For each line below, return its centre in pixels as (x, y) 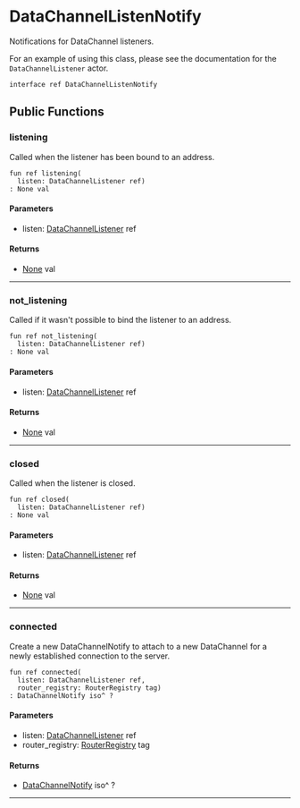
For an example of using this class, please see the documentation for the (143, 58)
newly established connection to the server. (90, 656)
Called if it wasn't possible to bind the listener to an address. (121, 320)
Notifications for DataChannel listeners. (82, 41)
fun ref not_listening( (54, 336)
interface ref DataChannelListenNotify (83, 84)
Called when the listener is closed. (72, 483)
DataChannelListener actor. (59, 68)
